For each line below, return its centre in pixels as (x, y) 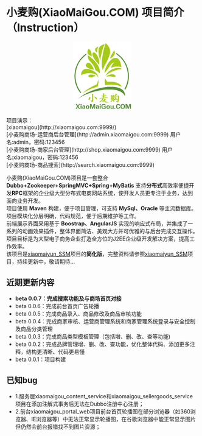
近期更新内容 (30, 283)
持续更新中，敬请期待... (46, 261)
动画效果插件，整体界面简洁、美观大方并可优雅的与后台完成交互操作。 (110, 231)
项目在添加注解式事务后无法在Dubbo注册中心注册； (79, 404)
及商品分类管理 (34, 329)
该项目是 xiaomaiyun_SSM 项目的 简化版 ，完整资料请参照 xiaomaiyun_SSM (97, 254)
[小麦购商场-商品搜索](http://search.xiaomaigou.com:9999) (81, 164)
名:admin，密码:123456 (36, 142)
